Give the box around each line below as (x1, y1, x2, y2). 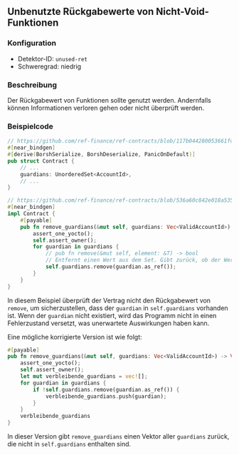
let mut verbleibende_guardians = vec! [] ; (20, 373, 148, 380)
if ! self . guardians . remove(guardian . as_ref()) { (33, 386, 180, 393)
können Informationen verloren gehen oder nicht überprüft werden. (7, 103, 205, 112)
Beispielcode (7, 121, 53, 131)
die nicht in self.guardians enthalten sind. (7, 440, 132, 449)
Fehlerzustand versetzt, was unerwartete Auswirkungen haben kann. (7, 319, 210, 327)
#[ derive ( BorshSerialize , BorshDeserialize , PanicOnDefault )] (7, 151, 196, 158)
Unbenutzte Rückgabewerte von (7, 6, 154, 18)
